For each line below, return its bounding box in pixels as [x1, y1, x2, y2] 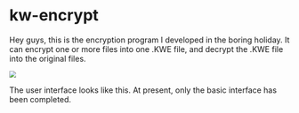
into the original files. [9, 53, 86, 64]
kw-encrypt [9, 5, 100, 26]
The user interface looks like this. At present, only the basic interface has [9, 85, 278, 95]
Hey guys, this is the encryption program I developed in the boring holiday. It [9, 34, 290, 45]
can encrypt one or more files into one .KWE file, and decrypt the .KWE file [9, 43, 284, 54]
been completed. [9, 94, 72, 104]
